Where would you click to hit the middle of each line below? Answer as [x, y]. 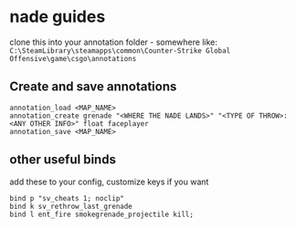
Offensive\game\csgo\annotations [73, 58]
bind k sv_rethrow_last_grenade [71, 206]
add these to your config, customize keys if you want [109, 181]
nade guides [58, 17]
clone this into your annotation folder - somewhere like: [113, 42]
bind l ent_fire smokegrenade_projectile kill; [102, 214]
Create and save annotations [93, 87]
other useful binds [63, 160]
